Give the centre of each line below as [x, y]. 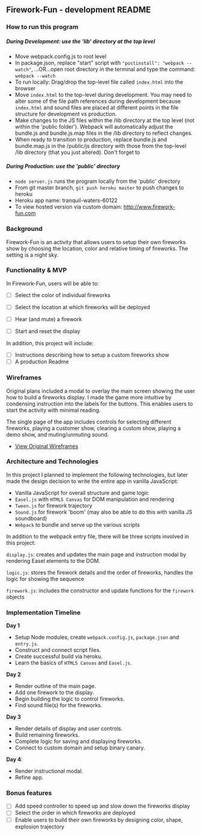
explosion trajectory [40, 826]
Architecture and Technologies [52, 461]
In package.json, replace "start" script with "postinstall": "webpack [99, 63]
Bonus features [29, 793]
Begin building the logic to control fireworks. [70, 699]
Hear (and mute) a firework [48, 319]
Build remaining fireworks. [47, 735]
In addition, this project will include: [50, 343]
